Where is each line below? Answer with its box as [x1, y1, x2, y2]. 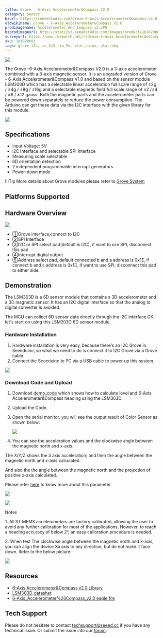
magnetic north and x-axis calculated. [5, 458, 81, 463]
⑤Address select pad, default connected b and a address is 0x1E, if [12, 257, 149, 263]
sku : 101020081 [5, 39, 36, 44]
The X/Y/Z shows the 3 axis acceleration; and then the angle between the [5, 453, 152, 459]
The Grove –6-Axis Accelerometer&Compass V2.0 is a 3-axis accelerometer [5, 66, 157, 71]
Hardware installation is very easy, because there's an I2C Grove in [12, 342, 147, 348]
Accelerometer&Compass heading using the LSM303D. [12, 395, 123, 401]
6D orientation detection [12, 159, 61, 164]
